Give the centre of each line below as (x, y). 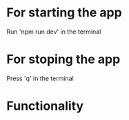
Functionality (45, 106)
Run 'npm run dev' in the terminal (54, 32)
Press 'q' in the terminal (40, 78)
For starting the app (64, 13)
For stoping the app (63, 59)
